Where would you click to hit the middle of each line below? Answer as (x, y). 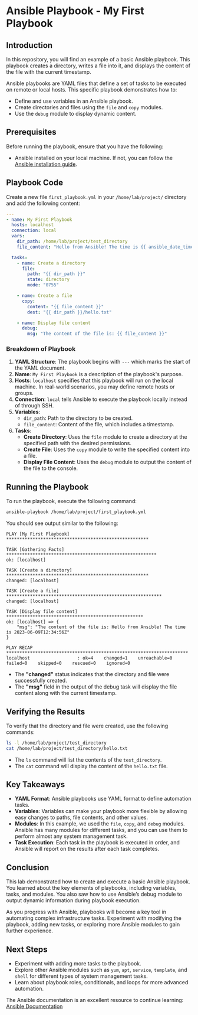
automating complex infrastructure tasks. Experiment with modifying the (94, 918)
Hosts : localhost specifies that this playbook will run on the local (94, 381)
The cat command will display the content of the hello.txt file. (91, 766)
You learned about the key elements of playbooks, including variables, (91, 888)
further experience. (29, 931)
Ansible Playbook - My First (75, 11)
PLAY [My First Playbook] (38, 534)
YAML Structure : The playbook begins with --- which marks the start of (102, 362)
